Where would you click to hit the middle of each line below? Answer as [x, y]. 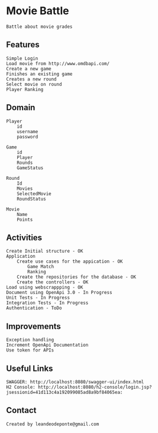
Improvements [33, 326]
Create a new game [29, 69]
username [28, 131]
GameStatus [30, 168]
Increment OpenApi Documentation [47, 345]
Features [23, 45]
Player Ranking [25, 89]
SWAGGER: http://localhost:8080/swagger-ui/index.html [75, 382]
